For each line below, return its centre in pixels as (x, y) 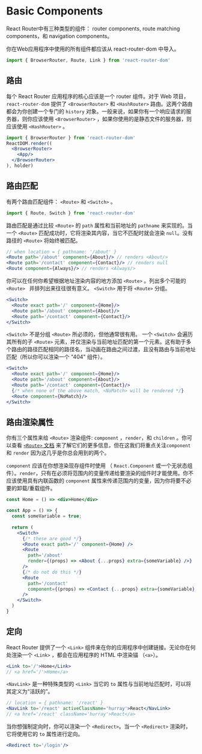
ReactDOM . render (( (29, 143)
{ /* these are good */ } (52, 538)
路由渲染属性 (30, 422)
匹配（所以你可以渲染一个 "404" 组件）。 (56, 357)
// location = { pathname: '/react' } (55, 703)
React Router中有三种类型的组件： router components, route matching (93, 28)
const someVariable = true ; (47, 516)
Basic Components (55, 11)
